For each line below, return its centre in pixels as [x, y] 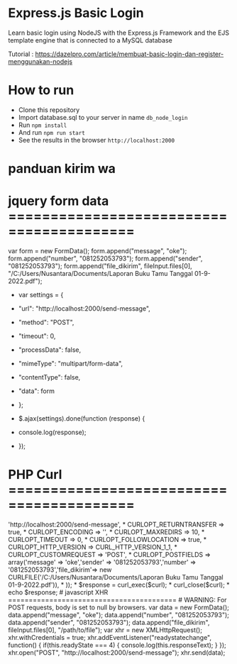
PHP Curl [35, 475]
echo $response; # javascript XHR [58, 592]
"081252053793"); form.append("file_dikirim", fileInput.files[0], [100, 266]
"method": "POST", [46, 322]
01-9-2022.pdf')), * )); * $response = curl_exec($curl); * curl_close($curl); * [119, 585]
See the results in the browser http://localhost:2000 [97, 140]
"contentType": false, [49, 377]
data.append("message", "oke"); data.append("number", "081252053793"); [119, 614]
